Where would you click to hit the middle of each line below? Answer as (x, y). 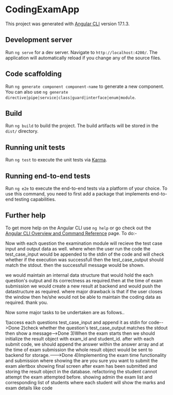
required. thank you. (27, 302)
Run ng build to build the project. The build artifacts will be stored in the (82, 126)
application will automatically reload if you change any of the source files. (83, 58)
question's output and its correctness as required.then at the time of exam (84, 280)
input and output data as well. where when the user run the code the (78, 248)
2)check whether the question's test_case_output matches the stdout (94, 328)
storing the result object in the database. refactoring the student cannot (81, 371)
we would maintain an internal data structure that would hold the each (79, 275)
